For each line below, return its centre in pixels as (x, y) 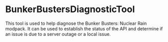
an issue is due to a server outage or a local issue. (58, 34)
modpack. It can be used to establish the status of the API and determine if (84, 28)
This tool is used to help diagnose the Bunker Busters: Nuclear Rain (76, 23)
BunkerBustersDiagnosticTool (70, 9)
